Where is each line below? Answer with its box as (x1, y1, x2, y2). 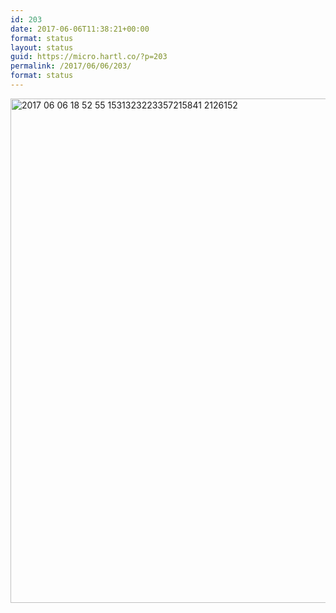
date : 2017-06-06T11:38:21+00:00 (10, 24, 150, 34)
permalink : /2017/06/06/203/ (10, 61, 132, 71)
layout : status (10, 42, 74, 53)
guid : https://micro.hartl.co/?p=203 (10, 52, 168, 62)
